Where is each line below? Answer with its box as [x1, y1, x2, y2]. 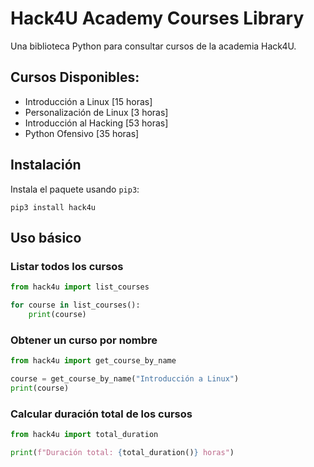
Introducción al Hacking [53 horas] [24, 117, 169, 129]
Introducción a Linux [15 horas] [24, 95, 153, 107]
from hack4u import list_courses [10, 282, 150, 292]
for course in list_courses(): [10, 300, 141, 311]
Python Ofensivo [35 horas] [24, 127, 140, 139]
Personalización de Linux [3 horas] [24, 106, 169, 118]
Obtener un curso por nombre [10, 333, 158, 347]
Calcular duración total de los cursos [10, 407, 193, 421]
